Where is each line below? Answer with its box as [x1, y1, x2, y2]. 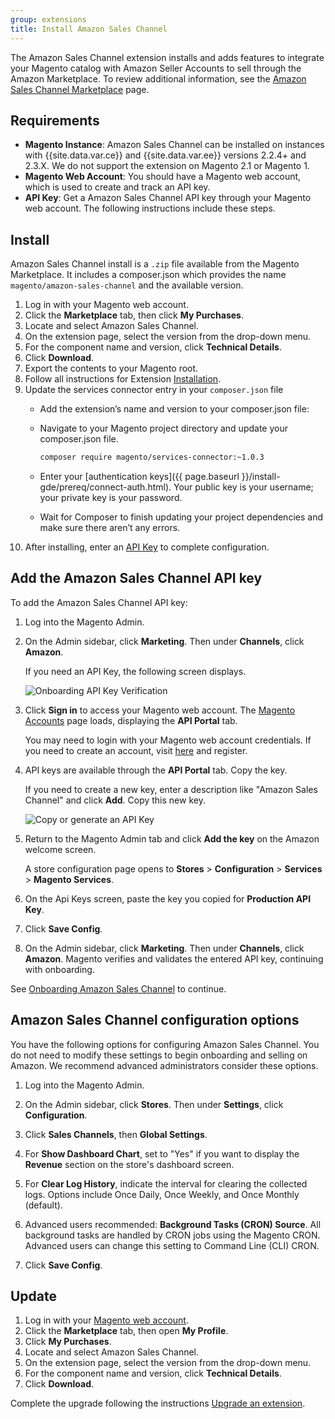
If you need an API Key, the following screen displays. [24, 665, 247, 677]
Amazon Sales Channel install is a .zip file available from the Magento [10, 258, 300, 270]
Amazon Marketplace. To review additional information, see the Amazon [10, 72, 307, 85]
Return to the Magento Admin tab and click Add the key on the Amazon [24, 832, 320, 845]
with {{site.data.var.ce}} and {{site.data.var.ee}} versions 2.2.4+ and [24, 149, 307, 161]
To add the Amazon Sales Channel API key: [10, 596, 188, 608]
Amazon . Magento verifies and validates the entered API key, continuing [24, 952, 324, 965]
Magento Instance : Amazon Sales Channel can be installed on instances [24, 139, 325, 151]
